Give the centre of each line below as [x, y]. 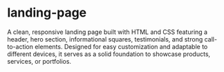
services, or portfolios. [39, 61]
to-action [20, 46]
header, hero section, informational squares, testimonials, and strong [105, 39]
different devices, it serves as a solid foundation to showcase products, [109, 54]
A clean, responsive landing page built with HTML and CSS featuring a [108, 32]
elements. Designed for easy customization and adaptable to [121, 46]
